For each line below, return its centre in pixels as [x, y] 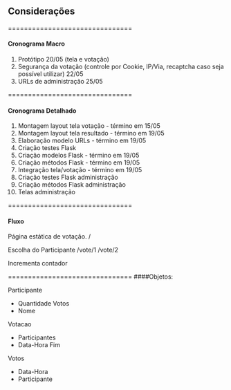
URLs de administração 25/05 [60, 82]
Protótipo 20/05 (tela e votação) [64, 59]
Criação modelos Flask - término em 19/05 [78, 156]
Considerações [41, 11]
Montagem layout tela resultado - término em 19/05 [91, 133]
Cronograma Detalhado [42, 111]
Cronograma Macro [36, 44]
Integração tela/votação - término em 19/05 [80, 170]
